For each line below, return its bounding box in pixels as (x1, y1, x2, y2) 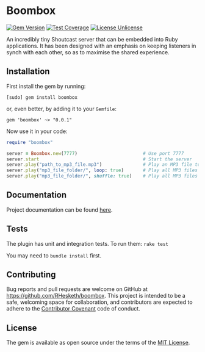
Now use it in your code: (6, 128, 68, 135)
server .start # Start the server (6, 156, 192, 162)
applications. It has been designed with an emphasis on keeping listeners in (6, 42, 196, 49)
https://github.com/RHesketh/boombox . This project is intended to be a (6, 292, 186, 300)
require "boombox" (6, 139, 53, 145)
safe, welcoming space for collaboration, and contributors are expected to (6, 298, 193, 306)
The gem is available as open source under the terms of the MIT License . (6, 339, 190, 347)
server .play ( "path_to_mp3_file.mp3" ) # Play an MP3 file (6, 162, 192, 168)
